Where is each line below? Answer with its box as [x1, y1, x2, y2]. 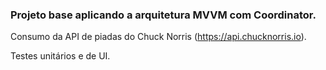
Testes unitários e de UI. [10, 50, 111, 62]
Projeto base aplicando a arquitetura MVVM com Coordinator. [10, 8, 317, 22]
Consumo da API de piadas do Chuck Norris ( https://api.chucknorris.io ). [10, 31, 307, 43]
